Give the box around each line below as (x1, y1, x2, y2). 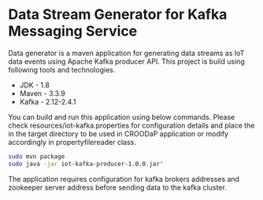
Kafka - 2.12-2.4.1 (19, 97, 76, 106)
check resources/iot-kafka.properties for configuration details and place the (8, 120, 255, 130)
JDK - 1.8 (19, 80, 50, 90)
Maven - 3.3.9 (19, 88, 65, 98)
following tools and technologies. (8, 65, 116, 74)
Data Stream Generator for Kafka (8, 6, 228, 24)
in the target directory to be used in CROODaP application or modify (8, 128, 229, 139)
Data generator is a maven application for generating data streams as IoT (8, 48, 245, 57)
